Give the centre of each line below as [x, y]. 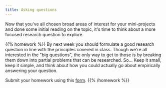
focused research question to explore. [44, 34]
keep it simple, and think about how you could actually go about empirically [83, 65]
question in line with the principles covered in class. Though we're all [76, 49]
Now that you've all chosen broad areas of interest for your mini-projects [80, 24]
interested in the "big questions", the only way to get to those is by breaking [83, 55]
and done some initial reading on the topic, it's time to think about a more [80, 29]
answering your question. [31, 71]
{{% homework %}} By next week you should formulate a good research [80, 44]
